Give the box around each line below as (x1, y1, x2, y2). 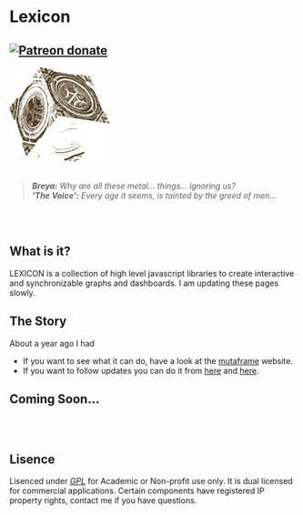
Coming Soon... (9, 391, 100, 407)
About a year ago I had (9, 338, 96, 348)
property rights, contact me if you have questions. (9, 495, 197, 506)
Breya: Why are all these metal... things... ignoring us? (31, 180, 237, 191)
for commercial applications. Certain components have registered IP (9, 485, 266, 497)
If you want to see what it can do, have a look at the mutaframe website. (22, 355, 294, 366)
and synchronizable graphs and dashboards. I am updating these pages (9, 278, 279, 288)
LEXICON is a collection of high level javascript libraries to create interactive (9, 268, 295, 278)
